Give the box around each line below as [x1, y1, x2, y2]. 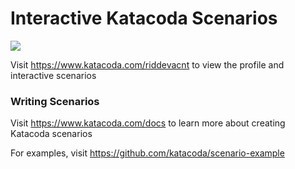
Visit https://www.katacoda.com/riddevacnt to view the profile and [10, 58, 285, 71]
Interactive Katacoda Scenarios [10, 7, 278, 30]
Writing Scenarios [10, 94, 100, 108]
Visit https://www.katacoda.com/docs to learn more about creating [10, 117, 286, 129]
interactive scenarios [10, 69, 97, 81]
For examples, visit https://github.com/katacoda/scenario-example [10, 147, 285, 159]
